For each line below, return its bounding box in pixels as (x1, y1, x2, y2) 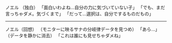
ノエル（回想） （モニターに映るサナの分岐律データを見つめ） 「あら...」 (5, 26, 160, 32)
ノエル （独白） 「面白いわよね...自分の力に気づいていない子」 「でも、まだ (5, 5, 165, 10)
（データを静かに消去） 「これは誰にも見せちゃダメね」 (5, 32, 123, 38)
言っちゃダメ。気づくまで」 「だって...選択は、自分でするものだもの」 (5, 11, 154, 17)
